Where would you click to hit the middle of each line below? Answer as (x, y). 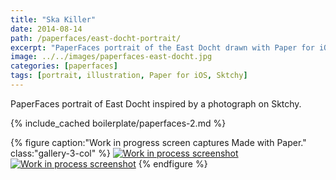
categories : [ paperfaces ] (64, 66)
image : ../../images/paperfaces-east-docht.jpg (111, 57)
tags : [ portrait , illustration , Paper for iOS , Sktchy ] (129, 76)
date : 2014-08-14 (46, 29)
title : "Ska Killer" (53, 19)
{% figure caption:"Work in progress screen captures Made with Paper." (158, 142)
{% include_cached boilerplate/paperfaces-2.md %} (118, 123)
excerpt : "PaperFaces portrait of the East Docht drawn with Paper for (162, 47)
